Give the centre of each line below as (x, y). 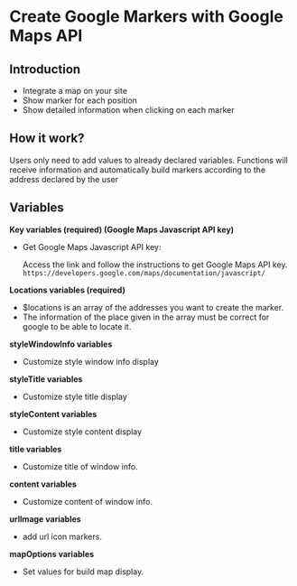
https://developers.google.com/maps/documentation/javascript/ (144, 273)
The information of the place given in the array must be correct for (146, 317)
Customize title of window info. (80, 466)
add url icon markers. (62, 536)
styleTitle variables (46, 379)
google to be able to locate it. (77, 326)
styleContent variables (53, 414)
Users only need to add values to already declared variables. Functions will (149, 160)
